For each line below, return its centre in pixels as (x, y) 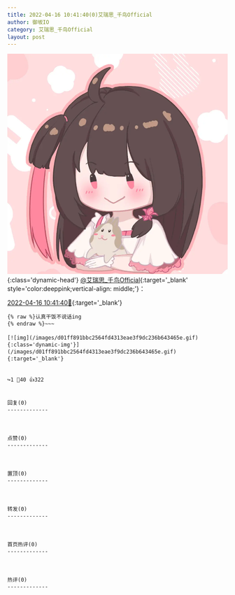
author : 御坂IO (28, 22)
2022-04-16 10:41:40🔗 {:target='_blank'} (65, 303)
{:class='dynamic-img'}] (43, 345)
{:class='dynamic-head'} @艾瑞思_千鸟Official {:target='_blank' (98, 280)
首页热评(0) (23, 545)
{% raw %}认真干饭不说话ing (44, 317)
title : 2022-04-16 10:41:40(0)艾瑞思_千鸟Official (80, 15)
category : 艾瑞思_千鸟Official (50, 29)
